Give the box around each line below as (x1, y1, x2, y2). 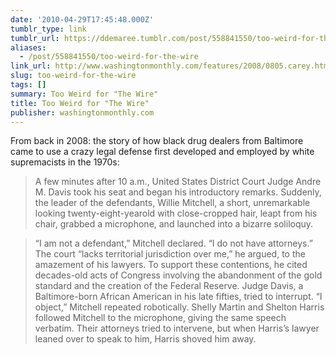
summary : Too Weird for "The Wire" (10, 89, 159, 99)
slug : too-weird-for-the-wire (10, 71, 137, 81)
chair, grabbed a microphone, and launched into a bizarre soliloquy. (34, 218, 314, 230)
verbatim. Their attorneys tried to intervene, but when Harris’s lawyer (34, 322, 320, 335)
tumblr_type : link (10, 24, 87, 34)
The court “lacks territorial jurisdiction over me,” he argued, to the (34, 248, 306, 260)
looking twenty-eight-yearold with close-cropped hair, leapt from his (34, 207, 318, 220)
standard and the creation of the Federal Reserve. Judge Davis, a (34, 280, 304, 292)
